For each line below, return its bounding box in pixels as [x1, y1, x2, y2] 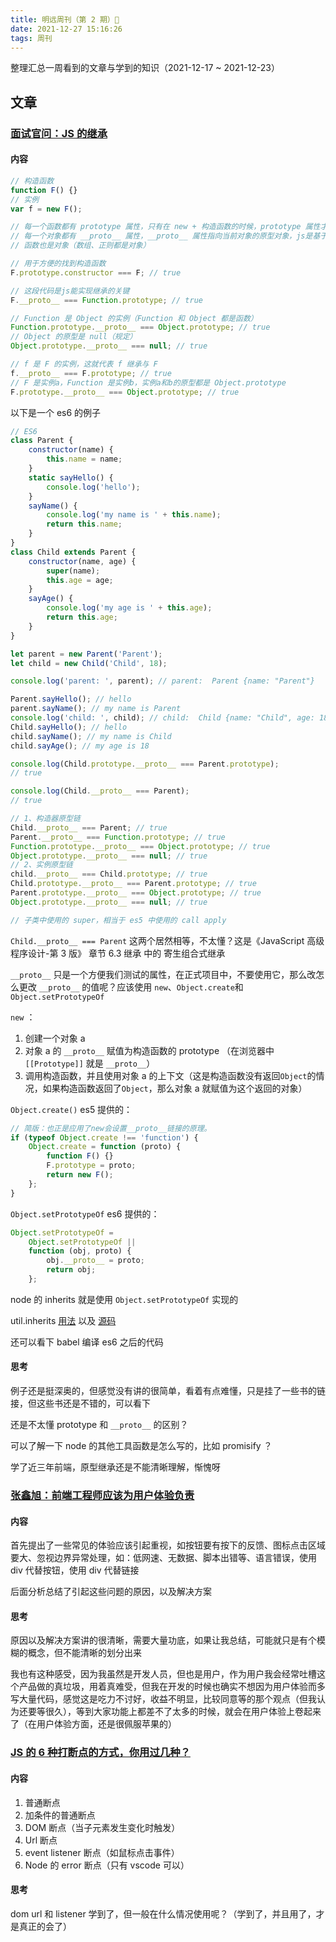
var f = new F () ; [10, 204, 83, 214]
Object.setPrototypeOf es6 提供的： [10, 1207, 160, 1220]
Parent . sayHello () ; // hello [10, 694, 132, 705]
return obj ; [46, 1265, 97, 1275]
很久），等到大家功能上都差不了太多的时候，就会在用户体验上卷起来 [44, 1706, 322, 1718]
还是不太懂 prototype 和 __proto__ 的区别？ [10, 1419, 189, 1431]
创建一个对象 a [24, 1032, 86, 1044]
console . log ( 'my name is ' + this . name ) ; [46, 510, 222, 520]
